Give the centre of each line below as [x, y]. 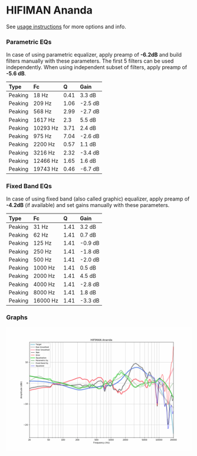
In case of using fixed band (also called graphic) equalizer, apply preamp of [98, 199]
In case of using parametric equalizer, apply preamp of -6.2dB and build [94, 55]
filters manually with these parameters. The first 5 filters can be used [90, 61]
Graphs [17, 317]
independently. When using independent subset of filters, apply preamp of [97, 67]
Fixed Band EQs [29, 186]
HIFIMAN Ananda [49, 10]
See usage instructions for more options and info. [66, 27]
